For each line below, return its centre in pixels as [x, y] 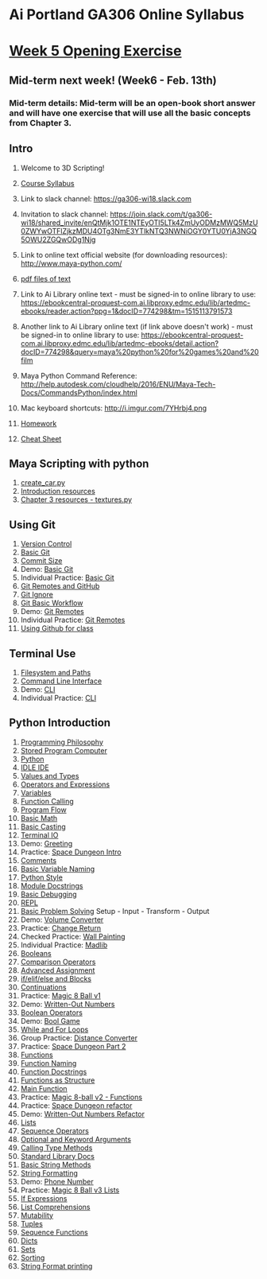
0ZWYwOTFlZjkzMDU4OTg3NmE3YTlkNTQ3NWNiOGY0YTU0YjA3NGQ [139, 231]
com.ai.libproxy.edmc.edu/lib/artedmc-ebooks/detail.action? [120, 343]
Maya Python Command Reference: [79, 375]
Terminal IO [39, 835]
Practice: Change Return [61, 927]
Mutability [37, 1215]
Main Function [44, 1088]
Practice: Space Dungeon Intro [71, 852]
